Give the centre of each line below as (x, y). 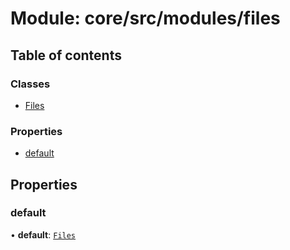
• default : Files (43, 234)
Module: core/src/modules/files (145, 18)
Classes (30, 84)
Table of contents (66, 55)
